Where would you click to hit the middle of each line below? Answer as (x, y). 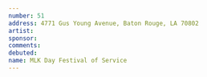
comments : (25, 46)
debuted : (23, 53)
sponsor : (23, 38)
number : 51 (26, 16)
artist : (21, 30)
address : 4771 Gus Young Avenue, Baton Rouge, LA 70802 (103, 23)
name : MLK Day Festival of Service (68, 61)
